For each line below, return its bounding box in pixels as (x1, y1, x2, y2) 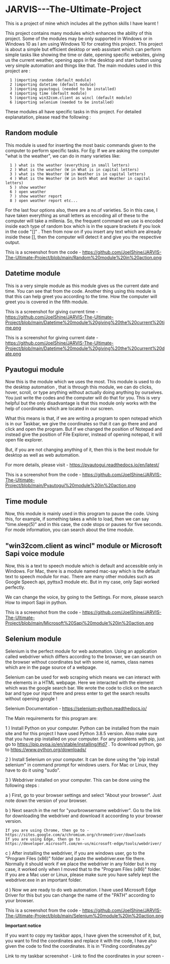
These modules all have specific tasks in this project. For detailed (5, 108, 142, 114)
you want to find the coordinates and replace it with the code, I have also (5, 938, 157, 944)
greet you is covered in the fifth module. (5, 299, 89, 305)
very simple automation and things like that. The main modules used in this (5, 62, 161, 68)
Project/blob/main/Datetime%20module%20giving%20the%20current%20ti (5, 319, 165, 325)
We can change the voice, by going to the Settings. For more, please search (5, 594, 163, 600)
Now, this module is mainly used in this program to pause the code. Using (5, 510, 159, 517)
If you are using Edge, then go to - (5, 836, 85, 841)
